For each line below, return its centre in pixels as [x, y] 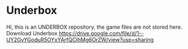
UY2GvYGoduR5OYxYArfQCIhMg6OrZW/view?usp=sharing [80, 39]
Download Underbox [32, 33]
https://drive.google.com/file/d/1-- [101, 33]
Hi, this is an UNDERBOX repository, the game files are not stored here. [94, 27]
